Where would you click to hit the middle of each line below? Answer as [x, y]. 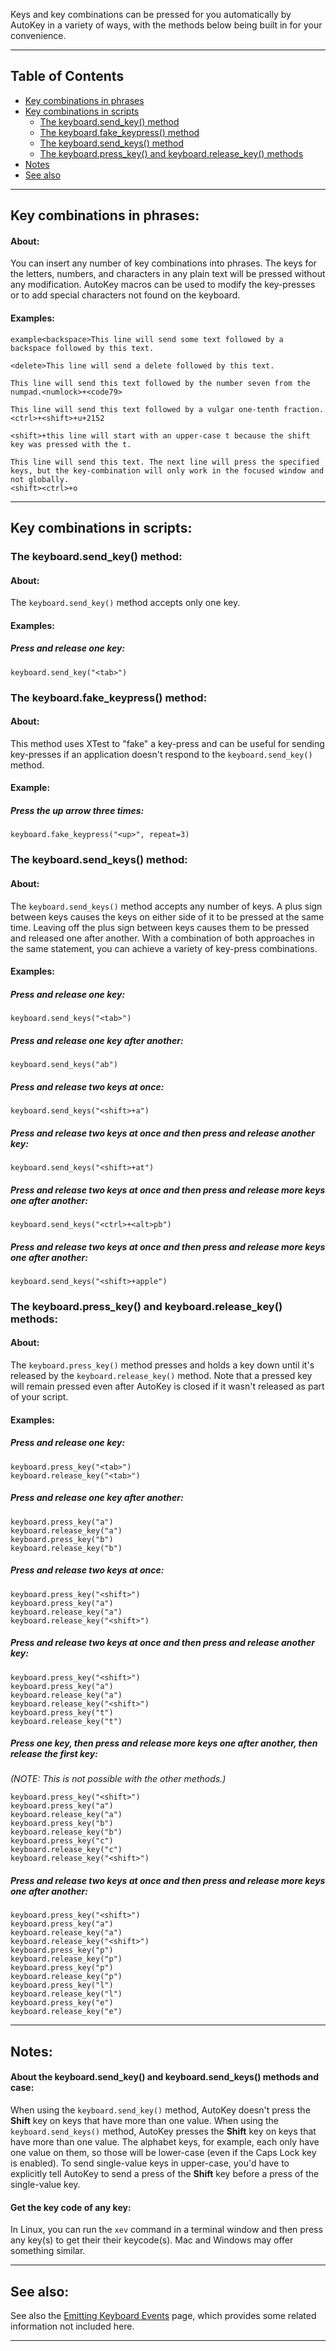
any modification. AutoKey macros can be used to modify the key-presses [163, 285]
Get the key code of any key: [71, 2207]
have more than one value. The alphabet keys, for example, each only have [165, 2142]
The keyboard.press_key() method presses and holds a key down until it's [162, 1365]
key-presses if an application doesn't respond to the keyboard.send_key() [161, 754]
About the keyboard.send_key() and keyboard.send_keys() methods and [165, 2077]
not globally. [40, 479]
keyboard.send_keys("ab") [64, 1065]
